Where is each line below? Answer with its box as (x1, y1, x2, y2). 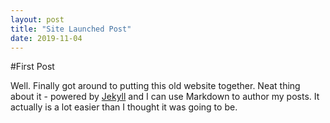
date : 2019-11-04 (10, 33, 83, 43)
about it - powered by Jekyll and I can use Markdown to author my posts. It (10, 91, 320, 103)
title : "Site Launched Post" (10, 24, 132, 34)
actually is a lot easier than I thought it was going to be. (10, 101, 238, 113)
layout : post (10, 14, 65, 25)
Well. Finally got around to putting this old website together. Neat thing (10, 80, 301, 92)
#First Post (10, 61, 55, 73)
